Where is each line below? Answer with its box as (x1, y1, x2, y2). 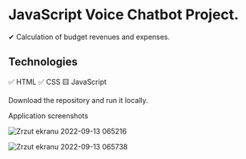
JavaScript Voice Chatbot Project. (8, 6, 239, 24)
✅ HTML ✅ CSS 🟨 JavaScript (8, 77, 107, 86)
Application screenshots (8, 110, 89, 121)
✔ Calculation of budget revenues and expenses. (8, 32, 171, 42)
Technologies (8, 55, 79, 69)
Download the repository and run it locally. (8, 95, 148, 105)
